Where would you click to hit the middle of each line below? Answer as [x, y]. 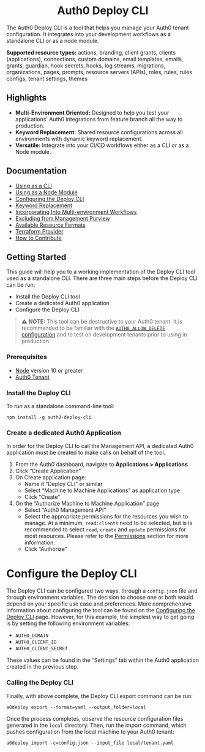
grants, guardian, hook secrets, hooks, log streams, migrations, [86, 66]
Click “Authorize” [46, 549]
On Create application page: [51, 477]
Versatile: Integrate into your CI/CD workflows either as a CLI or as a [102, 145]
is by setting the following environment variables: [68, 623]
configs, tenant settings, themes [47, 78]
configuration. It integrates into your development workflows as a [89, 34]
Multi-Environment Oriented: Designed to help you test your [92, 112]
